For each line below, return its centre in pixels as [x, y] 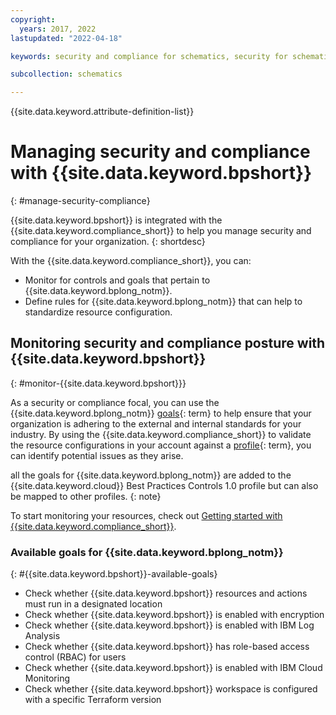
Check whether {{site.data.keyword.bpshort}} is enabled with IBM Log [169, 625]
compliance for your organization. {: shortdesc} [108, 242]
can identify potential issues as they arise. [97, 455]
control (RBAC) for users [75, 657]
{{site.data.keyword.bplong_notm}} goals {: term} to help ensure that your [161, 413]
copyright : [33, 19]
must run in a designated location [93, 604]
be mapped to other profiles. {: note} [86, 496]
